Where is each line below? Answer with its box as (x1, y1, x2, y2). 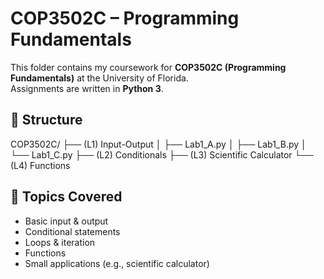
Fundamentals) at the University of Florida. (10, 72, 189, 84)
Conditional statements (24, 225, 121, 237)
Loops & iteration (24, 236, 96, 248)
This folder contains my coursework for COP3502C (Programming (10, 61, 287, 73)
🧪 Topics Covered (10, 188, 123, 206)
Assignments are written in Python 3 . (10, 82, 164, 94)
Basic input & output (24, 215, 109, 227)
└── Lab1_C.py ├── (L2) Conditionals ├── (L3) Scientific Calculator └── (10, 148, 314, 161)
